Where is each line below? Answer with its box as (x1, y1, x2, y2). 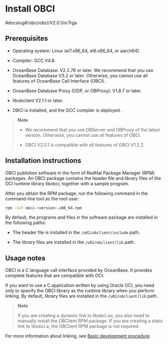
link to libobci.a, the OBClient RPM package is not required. (17, 323, 140, 329)
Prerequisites (5, 34, 48, 43)
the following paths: (5, 220, 46, 226)
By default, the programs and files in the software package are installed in (5, 215, 158, 221)
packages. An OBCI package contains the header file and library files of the (5, 175, 161, 181)
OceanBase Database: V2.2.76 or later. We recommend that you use (12, 67, 154, 73)
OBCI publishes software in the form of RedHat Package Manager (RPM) (5, 170, 155, 176)
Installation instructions (5, 157, 81, 165)
